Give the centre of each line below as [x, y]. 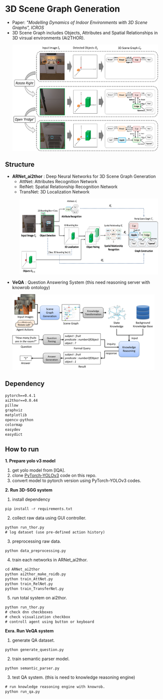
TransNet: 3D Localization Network [54, 192]
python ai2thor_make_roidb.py [36, 574]
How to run [22, 449]
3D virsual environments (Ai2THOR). [48, 38]
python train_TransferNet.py [34, 589]
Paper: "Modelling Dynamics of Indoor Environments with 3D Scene [80, 22]
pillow [12, 405]
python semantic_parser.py [32, 668]
